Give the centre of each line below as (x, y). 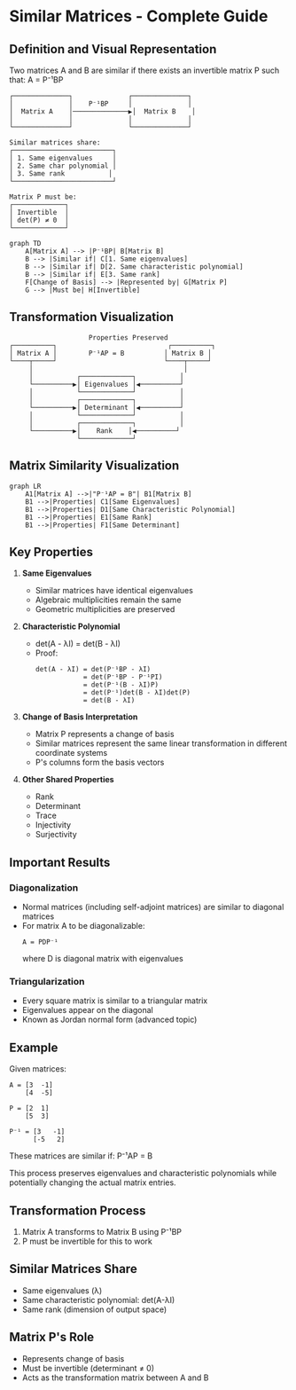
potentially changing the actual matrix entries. (93, 1182)
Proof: (47, 653)
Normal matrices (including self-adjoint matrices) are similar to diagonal (153, 907)
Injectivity (53, 825)
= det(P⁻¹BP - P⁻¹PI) (123, 677)
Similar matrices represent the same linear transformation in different (161, 743)
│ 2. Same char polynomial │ (63, 166)
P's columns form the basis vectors (100, 762)
